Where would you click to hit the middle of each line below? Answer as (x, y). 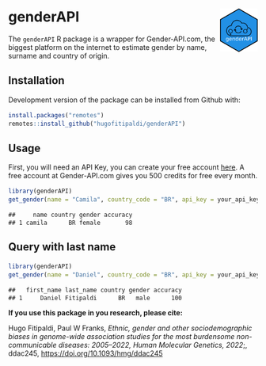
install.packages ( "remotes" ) (56, 115)
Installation (36, 80)
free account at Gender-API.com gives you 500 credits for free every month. (133, 176)
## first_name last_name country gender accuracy (95, 290)
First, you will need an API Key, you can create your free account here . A (126, 167)
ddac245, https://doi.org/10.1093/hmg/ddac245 (85, 353)
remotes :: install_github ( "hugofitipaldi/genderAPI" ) (97, 124)
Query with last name (62, 247)
